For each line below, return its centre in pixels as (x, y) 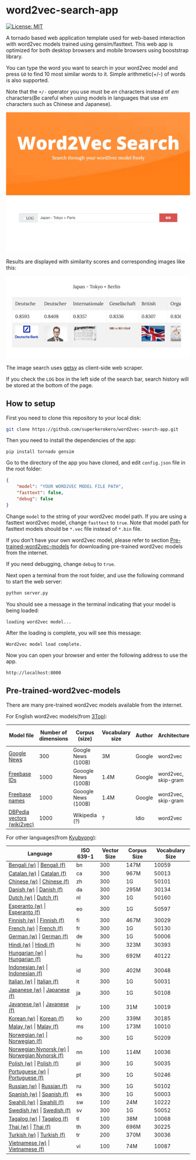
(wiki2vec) (21, 824)
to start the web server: (34, 581)
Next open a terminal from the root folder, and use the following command (95, 575)
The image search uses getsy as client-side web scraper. (75, 367)
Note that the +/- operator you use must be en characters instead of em (92, 91)
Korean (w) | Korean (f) (36, 1019)
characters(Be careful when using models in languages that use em (87, 98)
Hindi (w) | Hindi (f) (32, 944)
